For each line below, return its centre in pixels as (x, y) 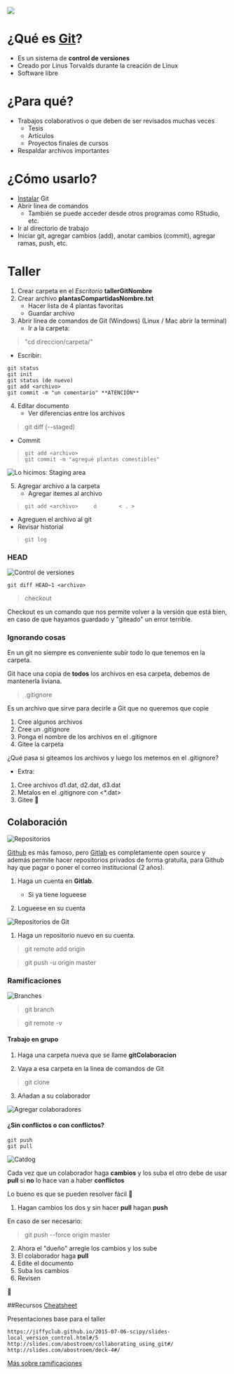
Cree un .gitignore (43, 729)
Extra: (26, 772)
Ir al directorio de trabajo (53, 228)
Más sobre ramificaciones (45, 1363)
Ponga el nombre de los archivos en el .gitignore (87, 737)
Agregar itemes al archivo (65, 493)
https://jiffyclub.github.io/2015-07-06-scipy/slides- (89, 1332)
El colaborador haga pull (53, 1255)
